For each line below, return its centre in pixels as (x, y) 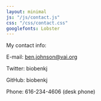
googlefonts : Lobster (33, 28)
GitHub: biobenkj (27, 80)
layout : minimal (26, 12)
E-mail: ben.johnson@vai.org (42, 57)
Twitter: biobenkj (27, 69)
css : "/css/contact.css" (37, 23)
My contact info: (26, 45)
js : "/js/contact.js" (33, 17)
